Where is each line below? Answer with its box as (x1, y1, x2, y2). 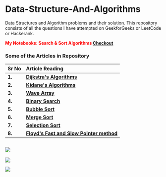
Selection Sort (26, 122, 60, 129)
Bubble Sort (26, 106, 55, 113)
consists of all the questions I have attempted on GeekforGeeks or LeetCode (5, 25, 162, 31)
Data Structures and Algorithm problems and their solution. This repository (5, 20, 158, 26)
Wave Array (26, 90, 55, 97)
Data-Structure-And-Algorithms (5, 3, 141, 15)
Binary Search (26, 98, 60, 105)
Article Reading (26, 65, 63, 72)
